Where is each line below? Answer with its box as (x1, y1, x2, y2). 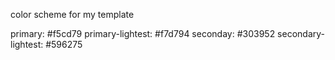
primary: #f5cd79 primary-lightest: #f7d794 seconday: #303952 (10, 28, 276, 39)
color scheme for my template (10, 9, 135, 20)
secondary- (277, 28, 325, 39)
